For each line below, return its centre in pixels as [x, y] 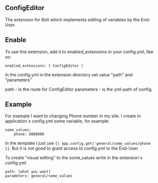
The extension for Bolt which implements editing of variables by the [72, 19]
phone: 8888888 [29, 134]
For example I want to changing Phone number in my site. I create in [73, 116]
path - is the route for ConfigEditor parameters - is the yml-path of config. [79, 89]
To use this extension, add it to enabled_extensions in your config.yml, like [79, 52]
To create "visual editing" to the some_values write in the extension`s [74, 158]
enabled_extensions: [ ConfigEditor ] [44, 66]
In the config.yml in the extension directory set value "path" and [69, 75]
